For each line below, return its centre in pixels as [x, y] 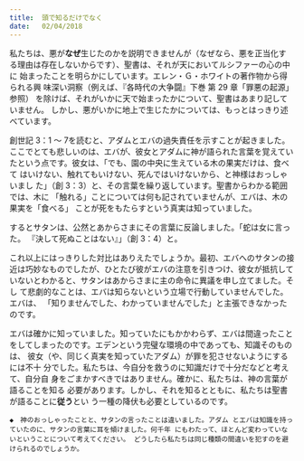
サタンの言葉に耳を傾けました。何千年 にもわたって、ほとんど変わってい [166, 429]
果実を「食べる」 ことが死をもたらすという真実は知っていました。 [133, 208]
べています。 [33, 121]
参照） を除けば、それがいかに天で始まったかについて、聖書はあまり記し [145, 98]
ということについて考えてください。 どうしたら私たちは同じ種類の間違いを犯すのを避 [152, 439]
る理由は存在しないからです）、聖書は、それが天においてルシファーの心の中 [150, 64]
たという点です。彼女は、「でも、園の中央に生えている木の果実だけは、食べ [149, 163]
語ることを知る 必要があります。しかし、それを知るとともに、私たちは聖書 [149, 390]
